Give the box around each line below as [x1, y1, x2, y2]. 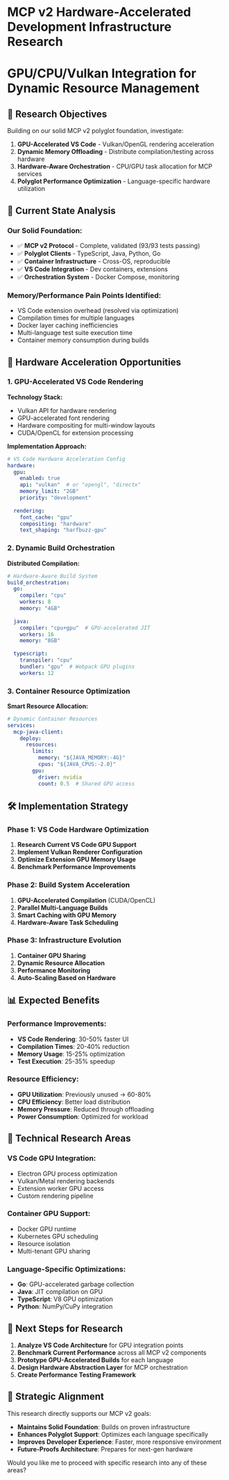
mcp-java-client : [13, 729, 64, 735]
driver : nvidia [37, 774, 82, 781]
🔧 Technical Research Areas [7, 1132, 131, 1144]
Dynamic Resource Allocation [17, 958, 105, 967]
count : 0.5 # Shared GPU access [37, 780, 135, 787]
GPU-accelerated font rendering [17, 414, 110, 422]
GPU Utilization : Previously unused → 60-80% [17, 1090, 151, 1098]
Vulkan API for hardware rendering [17, 406, 117, 414]
